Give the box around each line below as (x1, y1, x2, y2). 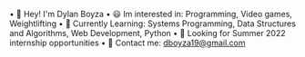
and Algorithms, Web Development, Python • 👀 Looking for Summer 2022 (9, 28, 287, 38)
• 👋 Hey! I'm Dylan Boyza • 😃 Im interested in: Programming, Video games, (9, 9, 293, 19)
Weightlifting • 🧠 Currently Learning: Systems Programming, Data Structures (9, 18, 296, 29)
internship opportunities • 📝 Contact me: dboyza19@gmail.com (9, 37, 246, 48)
